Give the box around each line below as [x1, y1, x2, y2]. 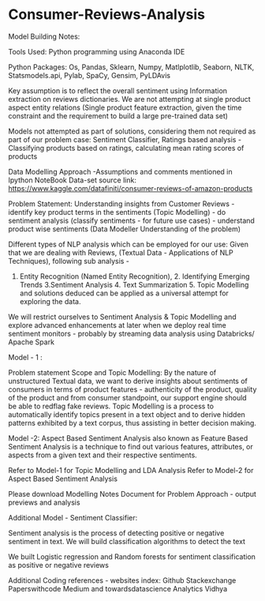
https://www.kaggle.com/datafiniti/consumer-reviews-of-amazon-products [8, 183, 253, 193]
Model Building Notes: [8, 32, 80, 41]
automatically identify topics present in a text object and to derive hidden [8, 409, 246, 419]
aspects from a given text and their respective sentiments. [8, 450, 197, 460]
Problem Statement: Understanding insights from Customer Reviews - [8, 199, 235, 208]
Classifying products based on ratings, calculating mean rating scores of [8, 143, 244, 152]
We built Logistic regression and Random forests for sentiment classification [8, 551, 256, 562]
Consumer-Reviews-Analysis [8, 6, 205, 24]
